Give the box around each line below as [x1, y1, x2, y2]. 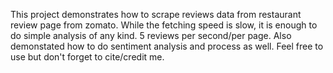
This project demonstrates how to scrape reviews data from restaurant [10, 9, 302, 20]
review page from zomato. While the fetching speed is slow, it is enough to [10, 19, 318, 31]
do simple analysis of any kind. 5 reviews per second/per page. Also [10, 30, 292, 41]
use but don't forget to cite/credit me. [10, 51, 165, 63]
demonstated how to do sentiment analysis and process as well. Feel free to [10, 40, 324, 52]
